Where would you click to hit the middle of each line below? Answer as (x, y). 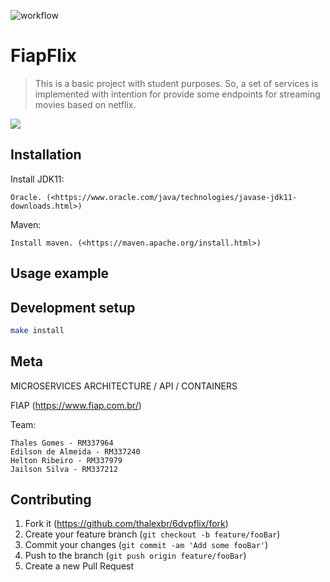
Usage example (60, 273)
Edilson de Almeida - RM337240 (75, 451)
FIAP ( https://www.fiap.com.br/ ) (76, 405)
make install (37, 330)
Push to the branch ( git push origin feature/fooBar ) (135, 556)
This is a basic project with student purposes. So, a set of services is (176, 83)
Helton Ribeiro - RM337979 (66, 460)
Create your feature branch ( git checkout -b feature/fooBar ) (152, 534)
